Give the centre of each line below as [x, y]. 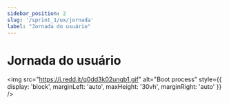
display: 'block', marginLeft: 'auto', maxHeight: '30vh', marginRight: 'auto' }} [114, 87]
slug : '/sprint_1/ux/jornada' [51, 20]
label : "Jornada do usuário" [49, 26]
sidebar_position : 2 [37, 13]
